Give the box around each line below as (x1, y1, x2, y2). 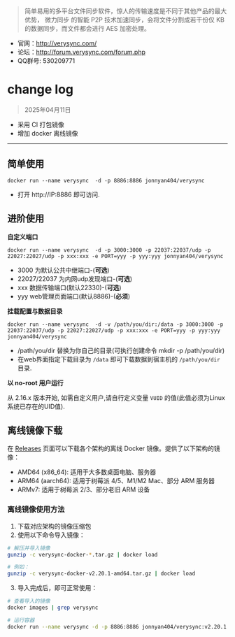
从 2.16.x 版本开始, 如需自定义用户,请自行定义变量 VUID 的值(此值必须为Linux (7, 393, 225, 401)
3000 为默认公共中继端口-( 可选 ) (17, 266, 110, 274)
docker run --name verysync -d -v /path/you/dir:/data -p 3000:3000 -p (7, 321, 224, 328)
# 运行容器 (7, 617, 35, 624)
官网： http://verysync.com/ (17, 39, 97, 48)
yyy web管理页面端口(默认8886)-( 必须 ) (17, 292, 131, 300)
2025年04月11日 (24, 105, 71, 114)
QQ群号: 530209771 (17, 57, 76, 65)
